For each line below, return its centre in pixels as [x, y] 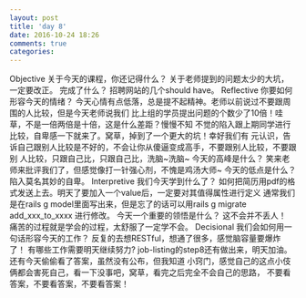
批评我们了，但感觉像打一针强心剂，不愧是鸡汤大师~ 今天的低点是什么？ [161, 170]
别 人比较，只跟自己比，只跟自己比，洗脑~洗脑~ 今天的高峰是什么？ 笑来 [146, 159]
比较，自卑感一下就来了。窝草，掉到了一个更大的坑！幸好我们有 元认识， [146, 136]
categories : [32, 52]
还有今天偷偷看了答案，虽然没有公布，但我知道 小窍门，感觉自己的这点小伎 [150, 262]
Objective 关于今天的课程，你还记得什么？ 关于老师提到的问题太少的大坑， [149, 79]
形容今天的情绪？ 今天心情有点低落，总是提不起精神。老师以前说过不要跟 [146, 102]
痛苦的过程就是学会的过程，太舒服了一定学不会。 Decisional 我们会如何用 [147, 227]
